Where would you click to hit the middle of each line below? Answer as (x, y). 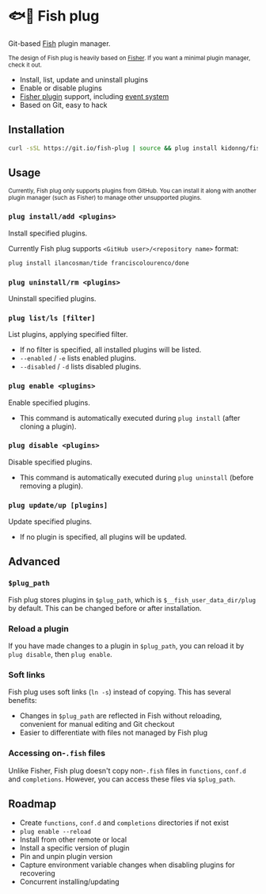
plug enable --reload (55, 832)
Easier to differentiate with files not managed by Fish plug (114, 733)
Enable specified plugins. (49, 403)
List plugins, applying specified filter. (68, 334)
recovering (37, 873)
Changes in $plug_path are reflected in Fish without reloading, (121, 716)
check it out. (25, 65)
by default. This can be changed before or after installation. (105, 608)
